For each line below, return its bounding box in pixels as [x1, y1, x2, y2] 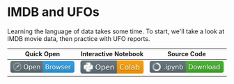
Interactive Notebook [80, 50, 144, 58]
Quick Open [24, 50, 61, 58]
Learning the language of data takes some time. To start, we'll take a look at [7, 27, 225, 35]
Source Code [166, 50, 207, 58]
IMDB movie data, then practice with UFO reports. [7, 34, 150, 42]
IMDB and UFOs [7, 4, 100, 20]
